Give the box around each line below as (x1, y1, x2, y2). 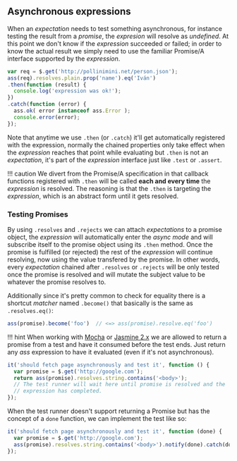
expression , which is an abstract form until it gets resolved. (7, 192, 179, 200)
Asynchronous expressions (7, 6, 132, 18)
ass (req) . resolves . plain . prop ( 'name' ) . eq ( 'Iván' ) (7, 74, 157, 82)
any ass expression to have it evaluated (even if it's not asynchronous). (7, 348, 214, 356)
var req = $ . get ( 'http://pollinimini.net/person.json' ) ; (7, 68, 178, 75)
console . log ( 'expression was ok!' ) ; (13, 87, 121, 94)
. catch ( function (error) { (7, 101, 87, 108)
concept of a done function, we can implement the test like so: (7, 414, 187, 423)
